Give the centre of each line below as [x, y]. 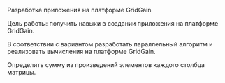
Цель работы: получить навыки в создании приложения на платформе [113, 23]
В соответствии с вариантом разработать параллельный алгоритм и [110, 44]
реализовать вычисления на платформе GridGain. [81, 52]
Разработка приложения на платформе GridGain [79, 10]
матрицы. [22, 72]
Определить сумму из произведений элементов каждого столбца [106, 65]
